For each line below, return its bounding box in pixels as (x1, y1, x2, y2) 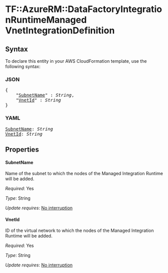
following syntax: (5, 64, 41, 69)
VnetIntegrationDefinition (5, 25, 115, 36)
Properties (5, 145, 39, 154)
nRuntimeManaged (5, 14, 87, 26)
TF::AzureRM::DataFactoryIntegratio (5, 4, 162, 15)
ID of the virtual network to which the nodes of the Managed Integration (5, 227, 154, 234)
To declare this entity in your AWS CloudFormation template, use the (5, 58, 147, 64)
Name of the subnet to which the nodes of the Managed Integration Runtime (5, 171, 163, 177)
